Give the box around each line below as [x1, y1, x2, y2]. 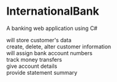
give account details [6, 62, 58, 70]
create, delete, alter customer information [6, 43, 111, 50]
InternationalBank [6, 4, 99, 18]
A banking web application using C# [6, 24, 98, 32]
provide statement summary [6, 69, 78, 76]
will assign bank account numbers [6, 49, 93, 56]
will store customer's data [6, 36, 72, 43]
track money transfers [6, 56, 62, 63]
